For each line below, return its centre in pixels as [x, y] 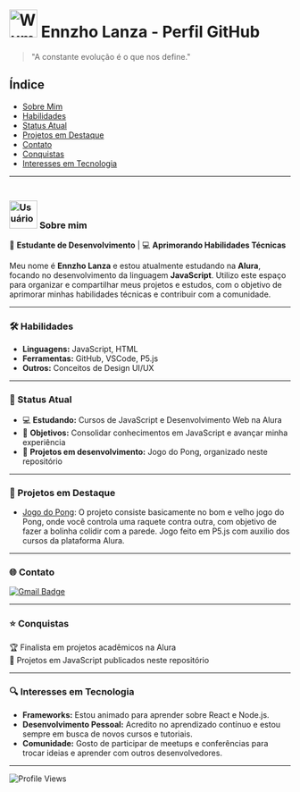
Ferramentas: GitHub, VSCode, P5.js [90, 358]
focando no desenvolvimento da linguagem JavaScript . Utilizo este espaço [148, 275]
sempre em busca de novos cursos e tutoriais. [108, 734]
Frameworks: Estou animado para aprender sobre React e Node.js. [146, 714]
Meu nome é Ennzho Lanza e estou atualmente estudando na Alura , [135, 266]
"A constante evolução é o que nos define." [111, 56]
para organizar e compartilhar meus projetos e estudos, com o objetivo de [146, 285]
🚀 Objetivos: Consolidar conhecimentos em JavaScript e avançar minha [155, 433]
